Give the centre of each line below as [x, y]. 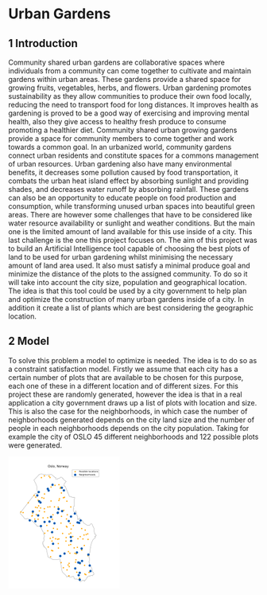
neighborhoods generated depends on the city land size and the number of [132, 420]
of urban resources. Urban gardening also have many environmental [120, 164]
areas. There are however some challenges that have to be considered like [130, 215]
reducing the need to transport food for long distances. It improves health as [133, 105]
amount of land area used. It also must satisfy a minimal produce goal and [129, 265]
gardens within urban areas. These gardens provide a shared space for [125, 79]
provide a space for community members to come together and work [121, 139]
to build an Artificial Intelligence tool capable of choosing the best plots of [129, 249]
